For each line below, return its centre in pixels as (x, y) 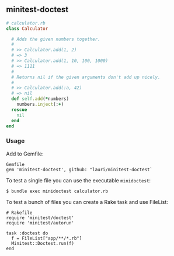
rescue (19, 110)
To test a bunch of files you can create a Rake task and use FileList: (87, 202)
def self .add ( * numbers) (40, 99)
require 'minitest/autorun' (40, 223)
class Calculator (27, 29)
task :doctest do (27, 233)
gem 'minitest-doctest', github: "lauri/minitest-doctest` (79, 169)
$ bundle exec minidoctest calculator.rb (57, 191)
